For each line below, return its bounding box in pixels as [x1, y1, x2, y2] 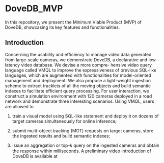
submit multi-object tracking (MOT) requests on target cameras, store [12, 128, 154, 134]
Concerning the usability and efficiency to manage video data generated [5, 51, 152, 57]
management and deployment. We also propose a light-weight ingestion [5, 77, 151, 83]
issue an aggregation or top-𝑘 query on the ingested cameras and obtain [12, 142, 160, 148]
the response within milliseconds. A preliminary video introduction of [12, 148, 151, 154]
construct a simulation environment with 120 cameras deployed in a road [5, 93, 152, 99]
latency [5, 62, 20, 68]
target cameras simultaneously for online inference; [12, 118, 117, 124]
